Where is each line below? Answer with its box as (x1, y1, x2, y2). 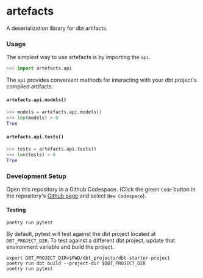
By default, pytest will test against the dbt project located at (6, 230, 156, 238)
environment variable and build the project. (6, 243, 115, 251)
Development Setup (6, 172, 66, 180)
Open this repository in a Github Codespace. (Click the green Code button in (6, 186, 196, 193)
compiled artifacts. (6, 83, 54, 90)
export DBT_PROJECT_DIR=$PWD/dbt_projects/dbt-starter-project (6, 255, 171, 262)
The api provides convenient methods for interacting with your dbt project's (6, 76, 197, 84)
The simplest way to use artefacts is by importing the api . (6, 54, 151, 61)
